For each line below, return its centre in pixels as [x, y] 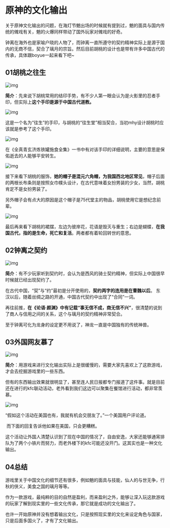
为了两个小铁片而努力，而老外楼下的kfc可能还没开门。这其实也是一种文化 [86, 443]
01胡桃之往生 [26, 73]
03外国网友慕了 [30, 342]
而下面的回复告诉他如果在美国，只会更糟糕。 [53, 426]
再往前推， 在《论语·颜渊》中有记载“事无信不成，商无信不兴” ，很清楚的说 [81, 307]
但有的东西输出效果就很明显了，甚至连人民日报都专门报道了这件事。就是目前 [85, 382]
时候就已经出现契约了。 [30, 279]
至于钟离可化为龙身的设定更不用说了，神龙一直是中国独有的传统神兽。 [78, 324]
